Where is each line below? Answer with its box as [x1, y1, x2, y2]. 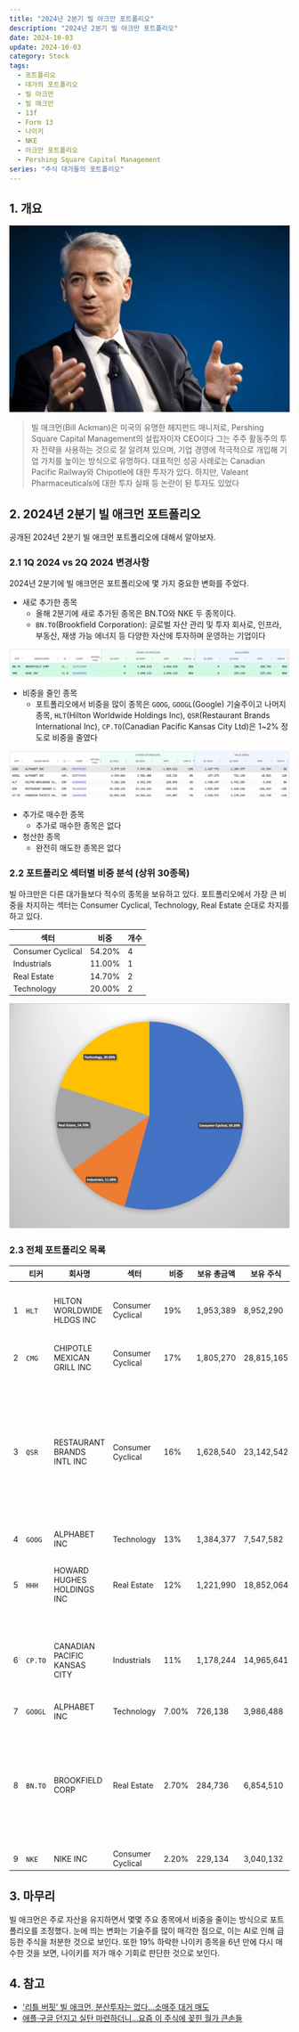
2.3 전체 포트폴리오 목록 [9, 1244, 107, 1256]
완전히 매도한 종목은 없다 [35, 843, 122, 853]
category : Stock [9, 52, 69, 61]
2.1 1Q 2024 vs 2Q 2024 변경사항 [9, 556, 149, 568]
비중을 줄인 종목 [21, 687, 77, 698]
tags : [9, 61, 29, 70]
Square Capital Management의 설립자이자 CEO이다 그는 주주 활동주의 [30, 433, 279, 445]
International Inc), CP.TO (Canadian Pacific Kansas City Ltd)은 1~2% [35, 721, 279, 731]
